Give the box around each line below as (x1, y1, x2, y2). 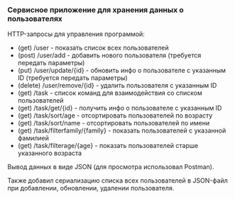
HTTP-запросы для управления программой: (7, 30, 146, 38)
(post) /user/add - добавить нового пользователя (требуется (17, 51, 202, 59)
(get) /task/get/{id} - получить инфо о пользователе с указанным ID (17, 104, 222, 113)
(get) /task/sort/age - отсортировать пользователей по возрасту (17, 111, 213, 120)
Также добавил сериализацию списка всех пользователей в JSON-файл (7, 176, 229, 185)
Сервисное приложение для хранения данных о (7, 5, 185, 15)
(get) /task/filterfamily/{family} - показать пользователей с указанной (17, 126, 226, 135)
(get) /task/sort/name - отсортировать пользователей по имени (17, 119, 210, 127)
